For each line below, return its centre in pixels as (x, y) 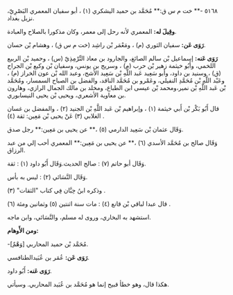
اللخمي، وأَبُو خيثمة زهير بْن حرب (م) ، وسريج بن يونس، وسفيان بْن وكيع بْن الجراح (112, 65)
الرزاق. (16, 150)
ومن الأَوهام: (23, 231)
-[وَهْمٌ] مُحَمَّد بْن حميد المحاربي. (48, 244)
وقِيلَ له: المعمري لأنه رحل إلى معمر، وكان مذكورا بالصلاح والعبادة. (92, 32)
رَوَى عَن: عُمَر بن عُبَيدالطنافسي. (49, 257)
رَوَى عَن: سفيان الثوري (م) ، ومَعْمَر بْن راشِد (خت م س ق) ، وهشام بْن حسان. (106, 45)
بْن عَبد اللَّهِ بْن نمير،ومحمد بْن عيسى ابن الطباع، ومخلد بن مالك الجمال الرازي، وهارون (116, 88)
